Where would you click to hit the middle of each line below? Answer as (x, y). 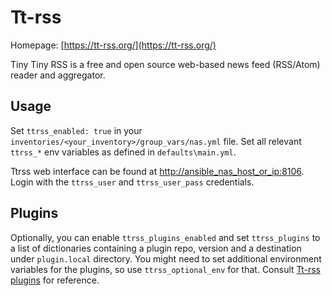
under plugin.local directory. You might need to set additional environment (166, 258)
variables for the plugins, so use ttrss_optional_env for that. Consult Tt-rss (165, 269)
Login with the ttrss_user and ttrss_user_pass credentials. (132, 182)
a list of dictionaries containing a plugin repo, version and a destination (156, 248)
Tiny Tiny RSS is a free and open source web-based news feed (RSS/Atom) (165, 64)
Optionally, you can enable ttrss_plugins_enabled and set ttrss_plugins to (165, 237)
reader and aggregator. (58, 75)
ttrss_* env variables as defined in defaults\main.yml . (123, 152)
